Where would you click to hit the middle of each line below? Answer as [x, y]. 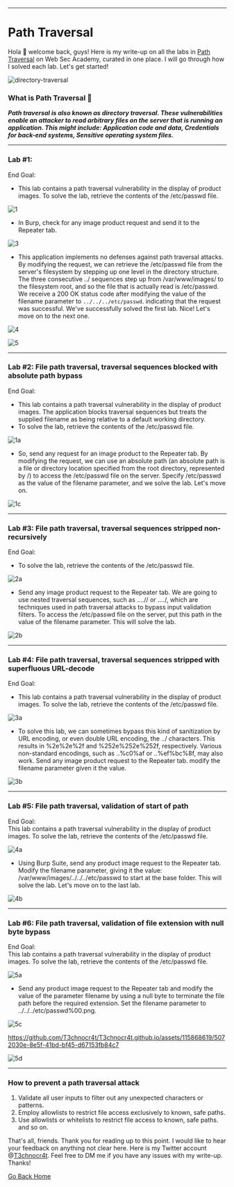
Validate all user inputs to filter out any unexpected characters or [110, 1098]
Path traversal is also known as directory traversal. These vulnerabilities [115, 113]
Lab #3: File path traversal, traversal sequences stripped [106, 528]
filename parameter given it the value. [72, 768]
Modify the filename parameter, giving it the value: [90, 870]
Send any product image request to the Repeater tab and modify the [116, 988]
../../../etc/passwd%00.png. [57, 1011]
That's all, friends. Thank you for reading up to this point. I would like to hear [117, 1141]
